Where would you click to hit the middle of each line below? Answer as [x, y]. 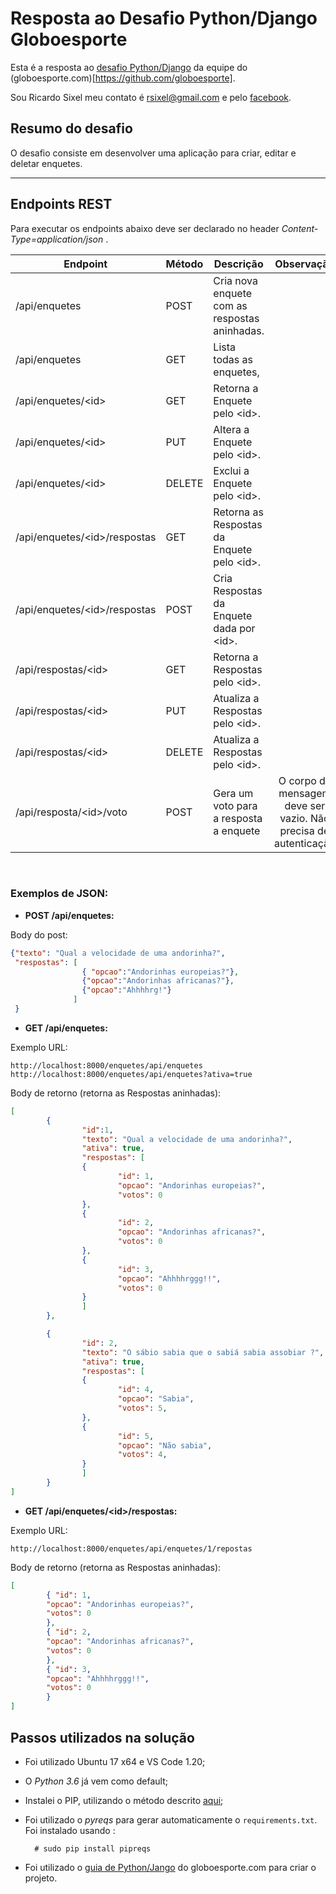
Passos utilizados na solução [102, 1737]
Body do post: [39, 934]
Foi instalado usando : [70, 1830]
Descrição [238, 264]
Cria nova [235, 280]
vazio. [293, 818]
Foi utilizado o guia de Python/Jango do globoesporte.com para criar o [170, 1867]
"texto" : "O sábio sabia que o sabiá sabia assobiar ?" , [203, 1352]
